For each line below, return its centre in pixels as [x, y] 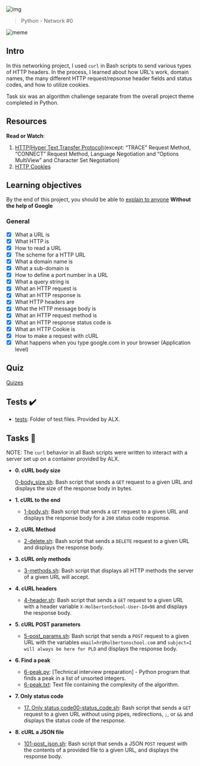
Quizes [15, 382]
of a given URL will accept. [56, 577]
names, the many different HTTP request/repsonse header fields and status [99, 78]
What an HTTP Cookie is [45, 329]
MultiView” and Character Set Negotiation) [67, 160]
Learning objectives [44, 185]
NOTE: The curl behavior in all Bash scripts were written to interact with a [97, 453]
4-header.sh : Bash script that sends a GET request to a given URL [104, 600]
